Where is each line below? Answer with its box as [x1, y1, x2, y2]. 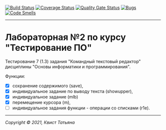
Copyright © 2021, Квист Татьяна [5, 120, 75, 126]
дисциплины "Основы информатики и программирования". [5, 64, 131, 69]
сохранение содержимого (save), [12, 83, 83, 89]
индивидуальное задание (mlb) [12, 94, 79, 100]
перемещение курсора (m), [12, 99, 71, 105]
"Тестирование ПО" [5, 42, 92, 54]
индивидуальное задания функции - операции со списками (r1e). [12, 105, 150, 111]
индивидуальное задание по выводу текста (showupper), [12, 89, 133, 94]
